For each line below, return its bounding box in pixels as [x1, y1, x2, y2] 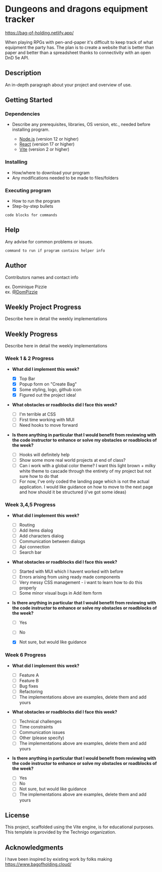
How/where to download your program [12, 169, 90, 176]
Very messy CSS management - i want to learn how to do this [19, 580, 143, 585]
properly [19, 585, 37, 591]
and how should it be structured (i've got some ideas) [19, 489, 127, 495]
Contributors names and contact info [5, 274, 79, 280]
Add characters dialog [19, 533, 64, 539]
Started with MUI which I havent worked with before [19, 568, 124, 574]
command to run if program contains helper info [5, 248, 105, 253]
